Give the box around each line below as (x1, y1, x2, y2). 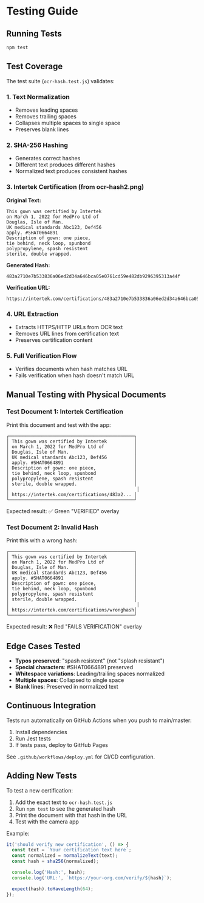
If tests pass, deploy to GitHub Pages (15, 741, 108, 748)
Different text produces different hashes (15, 161, 115, 168)
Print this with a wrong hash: (6, 537, 78, 544)
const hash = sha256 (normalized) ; (12, 858, 99, 865)
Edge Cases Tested (6, 641, 81, 651)
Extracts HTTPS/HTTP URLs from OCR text (15, 323, 123, 330)
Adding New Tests (6, 771, 77, 781)
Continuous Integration (6, 700, 96, 711)
